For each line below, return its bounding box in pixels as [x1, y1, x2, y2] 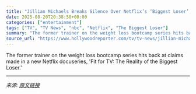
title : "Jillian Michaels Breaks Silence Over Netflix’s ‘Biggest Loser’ [6, 8, 190, 15]
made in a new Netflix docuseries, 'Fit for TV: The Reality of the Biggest [6, 58, 178, 65]
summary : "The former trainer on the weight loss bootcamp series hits [6, 30, 184, 36]
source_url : [6, 36, 35, 41]
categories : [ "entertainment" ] [6, 19, 82, 25]
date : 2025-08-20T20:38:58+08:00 [6, 14, 87, 20]
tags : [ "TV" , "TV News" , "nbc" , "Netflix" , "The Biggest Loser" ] [6, 25, 169, 31]
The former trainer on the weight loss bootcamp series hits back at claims [6, 52, 184, 58]
